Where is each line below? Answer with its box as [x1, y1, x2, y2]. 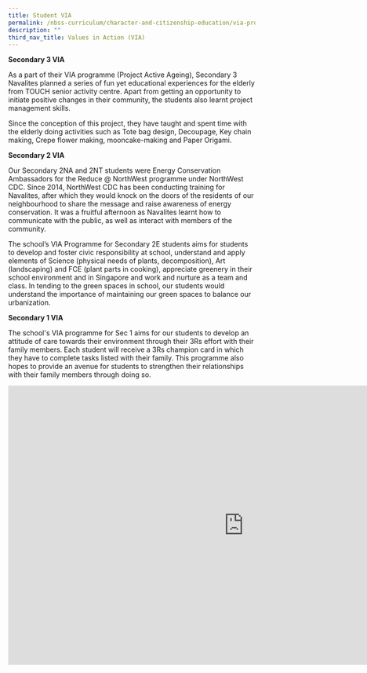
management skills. [8, 104, 71, 113]
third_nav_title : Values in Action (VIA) [8, 33, 146, 42]
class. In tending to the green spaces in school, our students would [8, 281, 225, 291]
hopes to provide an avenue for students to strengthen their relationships [8, 362, 245, 371]
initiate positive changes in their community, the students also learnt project [8, 95, 253, 104]
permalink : [8, 19, 44, 27]
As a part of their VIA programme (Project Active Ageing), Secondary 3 [8, 70, 238, 79]
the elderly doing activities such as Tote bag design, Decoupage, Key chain [8, 127, 252, 137]
